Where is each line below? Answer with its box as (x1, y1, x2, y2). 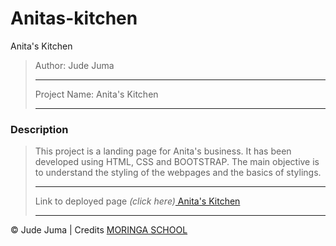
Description (10, 122, 69, 136)
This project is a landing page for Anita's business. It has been (34, 145, 292, 157)
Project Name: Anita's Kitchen (34, 88, 159, 100)
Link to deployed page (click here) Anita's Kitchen (34, 195, 241, 207)
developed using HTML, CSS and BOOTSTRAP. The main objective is (34, 156, 320, 168)
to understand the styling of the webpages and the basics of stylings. (34, 167, 322, 179)
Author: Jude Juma (34, 59, 115, 71)
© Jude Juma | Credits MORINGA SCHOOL (10, 224, 188, 236)
